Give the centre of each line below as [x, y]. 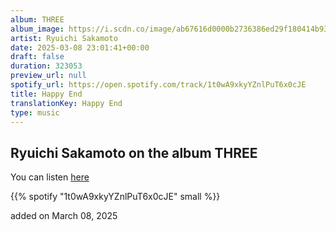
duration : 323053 [46, 66]
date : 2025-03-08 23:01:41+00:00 [80, 47]
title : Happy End [46, 94]
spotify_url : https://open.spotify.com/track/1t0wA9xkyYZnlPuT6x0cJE [158, 85]
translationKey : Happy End [66, 103]
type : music [35, 112]
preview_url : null [48, 76]
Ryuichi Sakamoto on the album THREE [134, 152]
